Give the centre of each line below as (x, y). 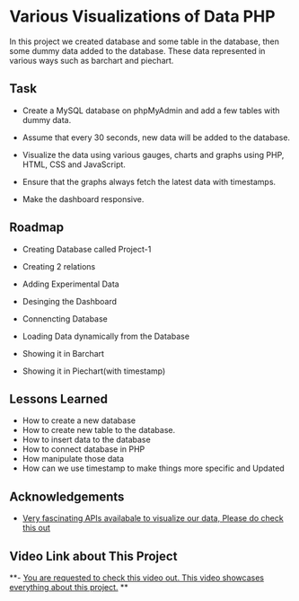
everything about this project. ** (69, 587)
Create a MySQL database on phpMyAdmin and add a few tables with (151, 110)
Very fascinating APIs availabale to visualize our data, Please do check (153, 518)
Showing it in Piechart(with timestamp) (94, 371)
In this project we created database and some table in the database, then (145, 41)
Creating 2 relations (59, 266)
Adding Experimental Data (70, 284)
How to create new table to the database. (99, 430)
